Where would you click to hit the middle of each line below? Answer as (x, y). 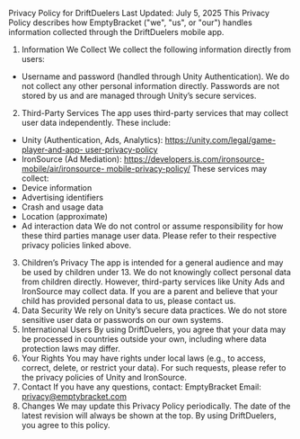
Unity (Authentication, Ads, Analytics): (92, 140)
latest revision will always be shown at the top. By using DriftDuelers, (149, 416)
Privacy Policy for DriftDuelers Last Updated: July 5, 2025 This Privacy (139, 13)
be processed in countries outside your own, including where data (144, 339)
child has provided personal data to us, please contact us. (128, 301)
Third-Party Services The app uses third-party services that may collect (155, 113)
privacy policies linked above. (76, 245)
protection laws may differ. (71, 349)
